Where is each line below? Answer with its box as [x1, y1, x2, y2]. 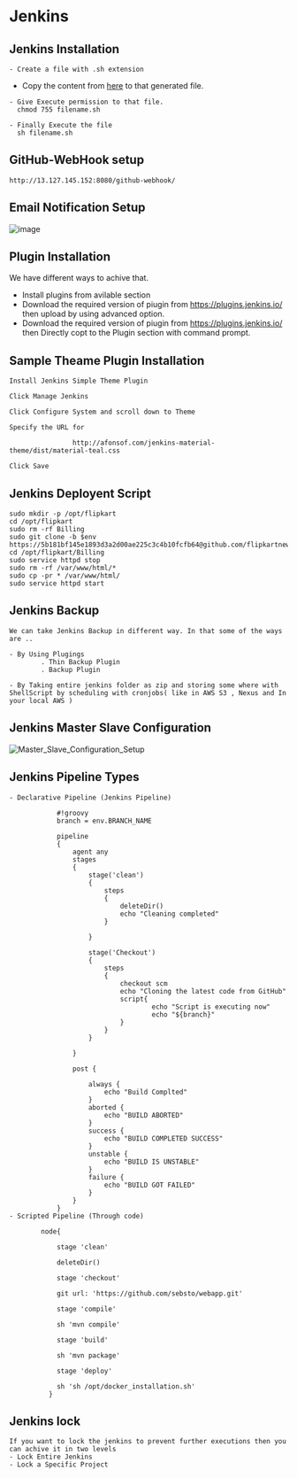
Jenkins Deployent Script [9, 485, 152, 501]
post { [72, 1064, 97, 1073]
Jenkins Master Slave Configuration [9, 720, 212, 736]
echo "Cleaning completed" [119, 909, 219, 918]
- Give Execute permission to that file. [9, 97, 164, 106]
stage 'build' [56, 1335, 109, 1344]
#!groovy [56, 809, 89, 817]
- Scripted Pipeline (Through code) [9, 1211, 144, 1220]
